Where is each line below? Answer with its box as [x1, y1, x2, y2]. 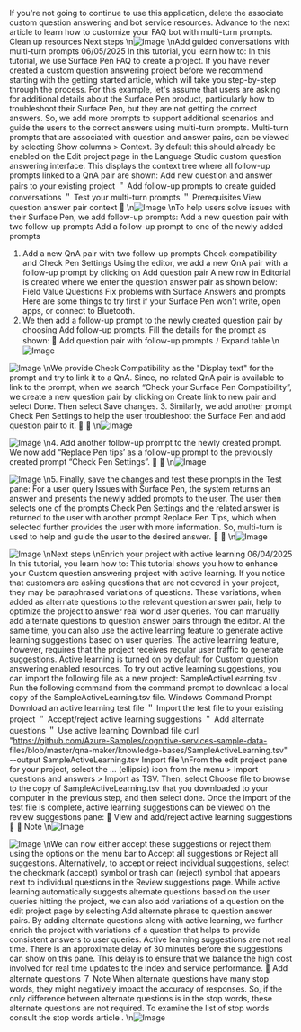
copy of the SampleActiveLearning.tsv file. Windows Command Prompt [9, 692, 272, 702]
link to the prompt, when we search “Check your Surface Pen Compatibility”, [9, 382, 292, 392]
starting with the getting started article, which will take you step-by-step [9, 75, 277, 85]
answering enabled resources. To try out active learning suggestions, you [9, 663, 282, 673]
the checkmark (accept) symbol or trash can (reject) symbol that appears [9, 867, 281, 877]
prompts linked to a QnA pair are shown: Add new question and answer [9, 170, 273, 181]
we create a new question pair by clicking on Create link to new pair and [9, 391, 277, 402]
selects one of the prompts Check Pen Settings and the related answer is [9, 503, 280, 513]
